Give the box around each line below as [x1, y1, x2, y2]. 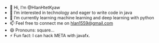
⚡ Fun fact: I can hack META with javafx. [9, 33, 90, 38]
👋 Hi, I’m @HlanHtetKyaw [9, 5, 61, 10]
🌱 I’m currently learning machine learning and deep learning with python [9, 15, 154, 20]
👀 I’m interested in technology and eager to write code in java [9, 10, 132, 15]
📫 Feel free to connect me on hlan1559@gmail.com [9, 20, 113, 26]
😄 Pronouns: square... [9, 27, 55, 33]
